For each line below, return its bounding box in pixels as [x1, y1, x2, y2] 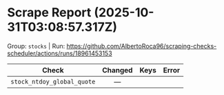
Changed [102, 65, 133, 74]
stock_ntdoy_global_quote [10, 77, 96, 85]
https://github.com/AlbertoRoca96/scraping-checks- [66, 42, 217, 50]
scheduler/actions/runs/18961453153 [7, 49, 112, 57]
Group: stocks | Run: [7, 42, 65, 50]
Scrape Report [7, 5, 92, 21]
